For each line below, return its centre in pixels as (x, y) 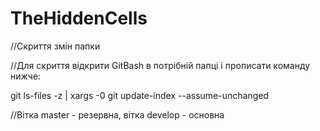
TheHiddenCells (79, 18)
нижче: (26, 76)
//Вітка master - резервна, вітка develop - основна (117, 114)
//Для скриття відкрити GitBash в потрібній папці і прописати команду (160, 65)
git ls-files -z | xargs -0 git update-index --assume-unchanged (139, 95)
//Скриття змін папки (55, 46)
